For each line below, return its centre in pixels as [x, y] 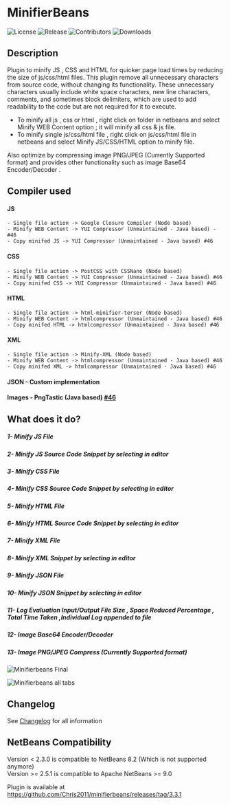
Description [33, 53]
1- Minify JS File [30, 437]
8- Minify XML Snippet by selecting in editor [71, 558]
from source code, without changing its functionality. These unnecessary [111, 85]
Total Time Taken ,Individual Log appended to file [80, 617]
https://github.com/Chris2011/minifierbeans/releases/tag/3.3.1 [94, 794]
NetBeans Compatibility [59, 743]
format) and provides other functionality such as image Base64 [96, 162]
